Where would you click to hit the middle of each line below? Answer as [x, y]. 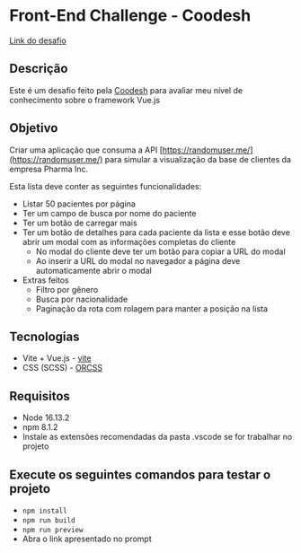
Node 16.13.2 [46, 417]
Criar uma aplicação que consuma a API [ [86, 150]
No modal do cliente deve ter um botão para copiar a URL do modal [160, 251]
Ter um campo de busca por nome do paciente [109, 213]
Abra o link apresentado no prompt [87, 539]
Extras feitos [45, 280]
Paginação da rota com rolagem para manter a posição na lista [151, 308]
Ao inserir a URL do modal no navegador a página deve [138, 260]
